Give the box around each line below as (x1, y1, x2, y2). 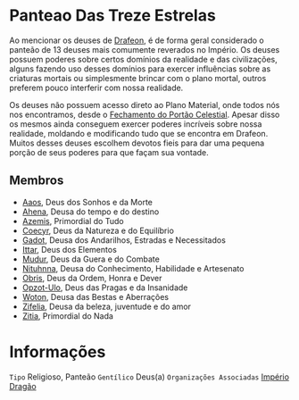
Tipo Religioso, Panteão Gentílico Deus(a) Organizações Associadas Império (9, 371, 290, 382)
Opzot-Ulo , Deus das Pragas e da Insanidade (21, 282, 188, 293)
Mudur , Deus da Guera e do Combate (21, 254, 161, 264)
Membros (9, 173, 64, 188)
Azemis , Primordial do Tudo (21, 215, 124, 226)
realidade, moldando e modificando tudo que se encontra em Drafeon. (9, 128, 269, 138)
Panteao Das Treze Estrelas (9, 5, 216, 26)
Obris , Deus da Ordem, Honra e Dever (21, 272, 162, 283)
